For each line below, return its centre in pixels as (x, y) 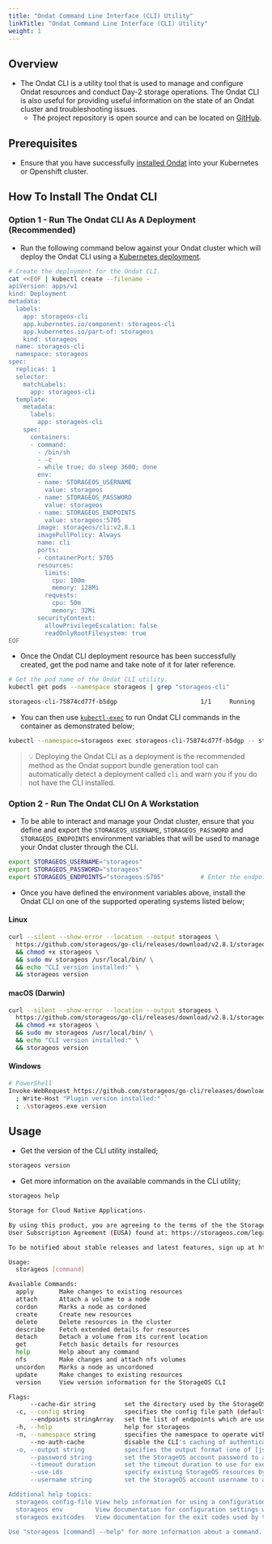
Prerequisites (43, 143)
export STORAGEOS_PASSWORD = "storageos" (76, 870)
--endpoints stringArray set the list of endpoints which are (140, 1420)
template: (32, 399)
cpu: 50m (66, 603)
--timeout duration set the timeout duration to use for (140, 1465)
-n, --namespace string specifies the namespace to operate (132, 1435)
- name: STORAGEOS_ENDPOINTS (87, 513)
